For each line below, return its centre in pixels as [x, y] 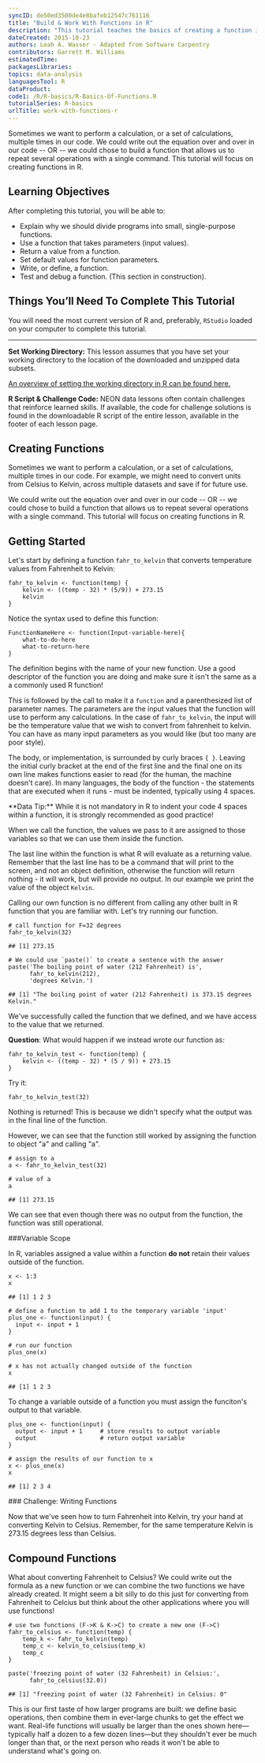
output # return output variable [100, 1439]
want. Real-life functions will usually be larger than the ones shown [117, 1726]
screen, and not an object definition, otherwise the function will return [121, 871]
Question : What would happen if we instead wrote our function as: [116, 1040]
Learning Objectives [59, 191]
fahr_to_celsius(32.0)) [68, 1681]
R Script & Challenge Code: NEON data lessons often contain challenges [127, 399]
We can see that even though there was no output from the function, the [125, 1215]
